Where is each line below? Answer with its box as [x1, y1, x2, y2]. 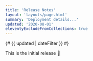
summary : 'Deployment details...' [5, 17, 79, 22]
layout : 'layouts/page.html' [5, 12, 67, 17]
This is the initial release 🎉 [5, 50, 60, 56]
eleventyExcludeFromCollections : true [5, 26, 88, 32]
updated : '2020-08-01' [5, 21, 54, 27]
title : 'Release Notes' [5, 7, 56, 13]
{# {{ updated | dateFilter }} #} [5, 40, 69, 46]
